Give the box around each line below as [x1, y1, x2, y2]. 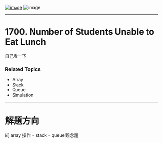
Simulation [12, 92, 33, 98]
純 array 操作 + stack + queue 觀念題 [5, 132, 79, 138]
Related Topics [5, 66, 41, 72]
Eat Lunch [5, 36, 46, 48]
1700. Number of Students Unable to [5, 26, 154, 37]
